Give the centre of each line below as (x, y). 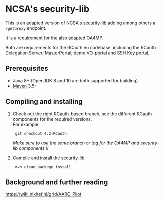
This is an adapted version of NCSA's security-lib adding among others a (80, 23)
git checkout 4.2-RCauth (41, 133)
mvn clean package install (43, 167)
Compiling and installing (44, 102)
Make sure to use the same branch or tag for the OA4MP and (76, 143)
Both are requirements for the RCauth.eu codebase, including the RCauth (81, 47)
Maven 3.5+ (25, 86)
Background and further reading (57, 182)
